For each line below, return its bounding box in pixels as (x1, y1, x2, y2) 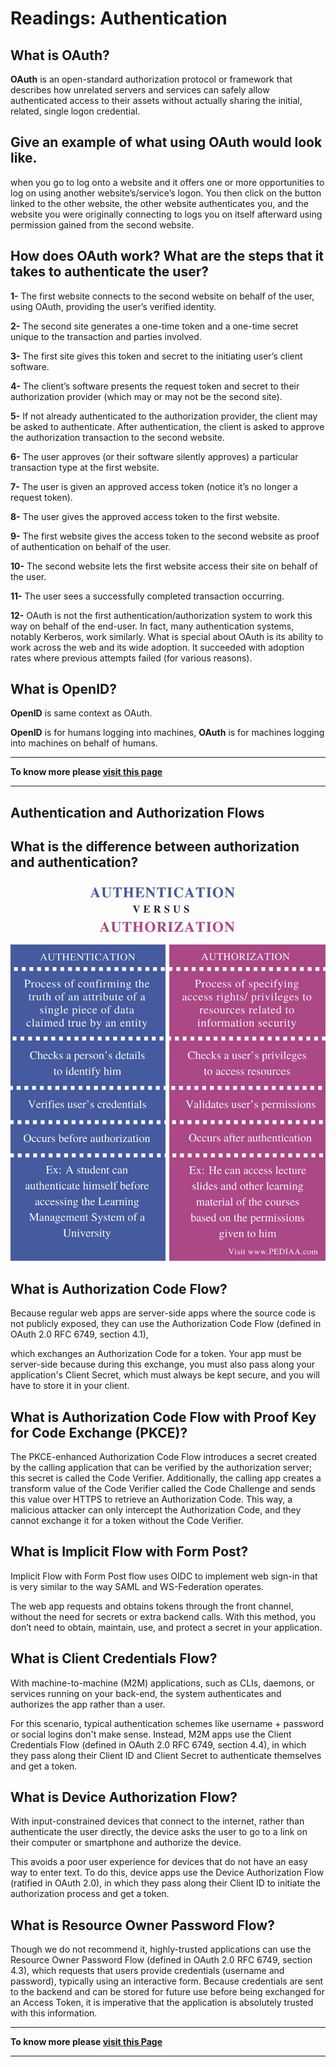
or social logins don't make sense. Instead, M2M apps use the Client (10, 1728, 292, 1740)
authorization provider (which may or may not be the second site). (10, 390, 283, 402)
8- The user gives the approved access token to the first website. (10, 510, 280, 522)
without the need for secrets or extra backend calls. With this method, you (10, 1610, 316, 1622)
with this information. (10, 2007, 98, 2019)
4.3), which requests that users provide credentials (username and (10, 1965, 285, 1977)
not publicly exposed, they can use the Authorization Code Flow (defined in (10, 1318, 322, 1330)
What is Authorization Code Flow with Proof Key (10, 1408, 317, 1426)
